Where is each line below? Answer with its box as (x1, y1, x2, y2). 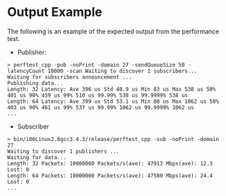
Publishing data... (7, 79, 64, 87)
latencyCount (7, 67, 45, 74)
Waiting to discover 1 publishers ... (7, 147, 120, 155)
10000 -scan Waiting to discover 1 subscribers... (47, 67, 197, 74)
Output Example (7, 4, 103, 20)
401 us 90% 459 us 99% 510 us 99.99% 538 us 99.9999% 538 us (7, 92, 188, 99)
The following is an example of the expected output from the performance (7, 27, 220, 35)
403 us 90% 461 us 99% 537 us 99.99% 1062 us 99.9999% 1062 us (7, 104, 195, 111)
